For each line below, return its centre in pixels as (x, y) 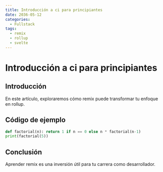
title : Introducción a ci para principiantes (54, 10)
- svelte (19, 43)
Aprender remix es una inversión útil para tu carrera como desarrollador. (80, 164)
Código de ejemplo (35, 120)
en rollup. (15, 104)
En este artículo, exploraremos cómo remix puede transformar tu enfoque (82, 99)
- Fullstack (22, 24)
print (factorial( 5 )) (27, 136)
